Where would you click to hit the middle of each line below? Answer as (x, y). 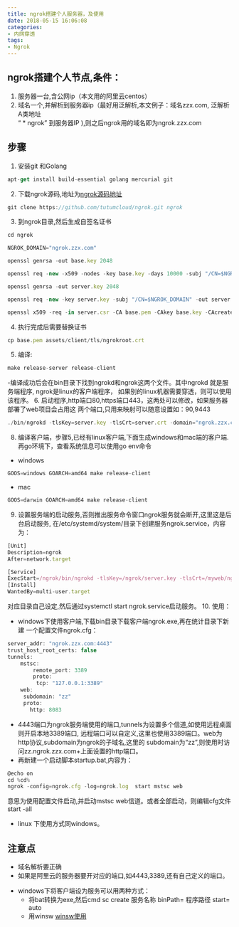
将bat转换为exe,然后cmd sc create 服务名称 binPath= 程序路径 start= (129, 900)
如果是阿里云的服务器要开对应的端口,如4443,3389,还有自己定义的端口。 (123, 876)
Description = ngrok (34, 552)
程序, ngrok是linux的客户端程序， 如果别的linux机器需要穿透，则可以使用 (126, 391)
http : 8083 (46, 710)
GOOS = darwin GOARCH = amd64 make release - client (78, 500)
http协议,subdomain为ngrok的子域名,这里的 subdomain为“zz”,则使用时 (121, 742)
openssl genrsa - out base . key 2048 (60, 261)
